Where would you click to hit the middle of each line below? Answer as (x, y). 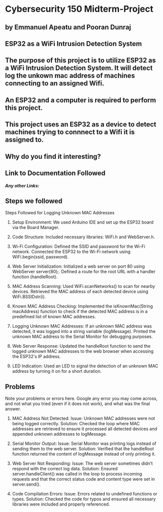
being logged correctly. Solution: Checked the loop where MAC (76, 424)
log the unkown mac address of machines (70, 76)
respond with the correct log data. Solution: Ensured (65, 469)
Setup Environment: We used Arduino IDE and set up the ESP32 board (83, 222)
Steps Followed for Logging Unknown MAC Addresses (60, 213)
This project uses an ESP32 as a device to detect (81, 124)
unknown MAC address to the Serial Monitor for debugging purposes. (82, 336)
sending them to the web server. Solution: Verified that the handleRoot (83, 449)
